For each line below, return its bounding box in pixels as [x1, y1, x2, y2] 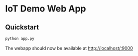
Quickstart [5, 23, 39, 31]
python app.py [5, 36, 35, 41]
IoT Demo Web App [5, 3, 86, 14]
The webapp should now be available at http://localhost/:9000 [5, 45, 133, 51]
